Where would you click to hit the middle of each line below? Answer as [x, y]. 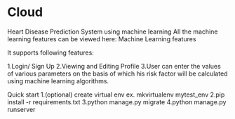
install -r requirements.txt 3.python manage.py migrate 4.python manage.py [117, 101]
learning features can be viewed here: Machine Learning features [102, 38]
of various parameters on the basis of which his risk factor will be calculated [117, 73]
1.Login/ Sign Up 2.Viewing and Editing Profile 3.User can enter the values [114, 66]
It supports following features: [51, 52]
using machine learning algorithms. [58, 80]
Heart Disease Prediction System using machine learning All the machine [113, 31]
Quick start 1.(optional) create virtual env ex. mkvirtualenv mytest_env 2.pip [116, 94]
